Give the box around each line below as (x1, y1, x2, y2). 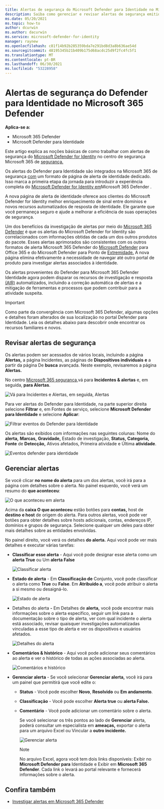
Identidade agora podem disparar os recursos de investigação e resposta (5, 274, 153, 280)
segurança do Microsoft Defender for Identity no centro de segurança (5, 153, 145, 159)
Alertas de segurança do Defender (5, 87, 148, 98)
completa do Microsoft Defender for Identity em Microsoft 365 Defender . (5, 184, 152, 190)
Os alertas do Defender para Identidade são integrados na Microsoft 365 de (5, 168, 158, 174)
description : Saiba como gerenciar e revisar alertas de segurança (5, 12, 145, 17)
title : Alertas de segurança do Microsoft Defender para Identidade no (5, 7, 154, 12)
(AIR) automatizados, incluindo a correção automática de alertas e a (5, 280, 142, 285)
